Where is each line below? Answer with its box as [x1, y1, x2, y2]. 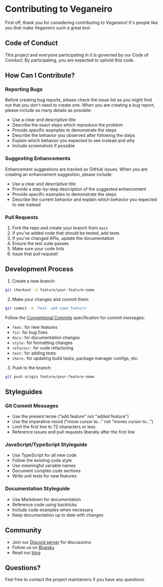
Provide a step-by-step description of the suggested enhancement [12, 186, 146, 192]
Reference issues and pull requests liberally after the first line [12, 429, 135, 435]
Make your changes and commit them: [12, 296, 90, 302]
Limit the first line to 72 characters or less [12, 424, 96, 430]
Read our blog [12, 549, 41, 555]
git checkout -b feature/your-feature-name [5, 287, 95, 292]
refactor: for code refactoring [12, 345, 74, 350]
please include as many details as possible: [5, 108, 92, 113]
